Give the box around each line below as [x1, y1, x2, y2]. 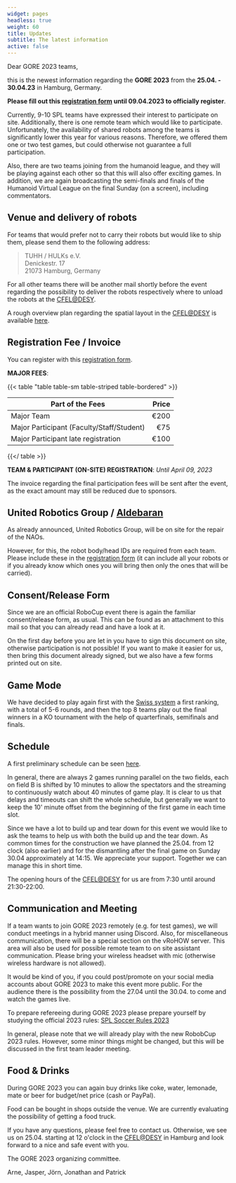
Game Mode [7, 679, 62, 691]
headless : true [7, 17, 52, 24]
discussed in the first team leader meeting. [7, 1045, 131, 1053]
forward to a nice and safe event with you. [7, 1140, 129, 1149]
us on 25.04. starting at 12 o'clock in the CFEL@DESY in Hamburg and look [7, 1133, 224, 1142]
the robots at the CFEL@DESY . [7, 295, 96, 303]
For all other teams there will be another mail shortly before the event [7, 280, 207, 288]
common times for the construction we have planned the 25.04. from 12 [7, 839, 214, 847]
